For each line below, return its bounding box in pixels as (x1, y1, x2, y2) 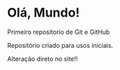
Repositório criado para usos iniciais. (7, 41, 114, 49)
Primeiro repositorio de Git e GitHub (7, 28, 110, 36)
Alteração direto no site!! (7, 54, 78, 63)
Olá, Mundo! (7, 5, 80, 21)
